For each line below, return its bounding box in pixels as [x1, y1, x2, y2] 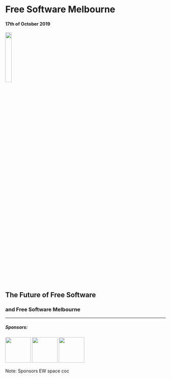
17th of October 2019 [5, 20, 51, 27]
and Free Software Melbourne [5, 305, 80, 313]
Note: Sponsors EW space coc [5, 368, 70, 374]
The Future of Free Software [5, 290, 96, 299]
